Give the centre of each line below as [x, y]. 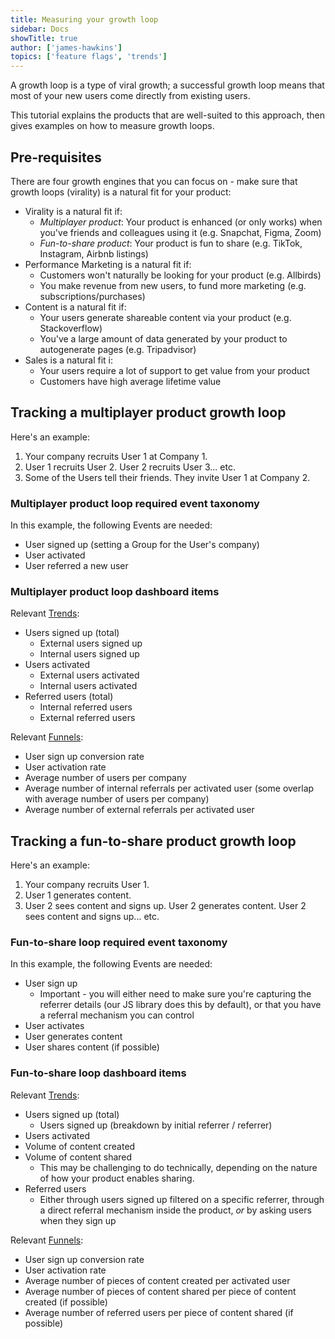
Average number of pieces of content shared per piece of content [160, 1291]
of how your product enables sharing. [117, 1178]
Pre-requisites [56, 157]
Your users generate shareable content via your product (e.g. [165, 317]
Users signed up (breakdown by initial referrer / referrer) [156, 1125]
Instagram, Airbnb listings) [94, 253]
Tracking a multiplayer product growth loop [148, 412]
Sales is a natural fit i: [69, 360]
